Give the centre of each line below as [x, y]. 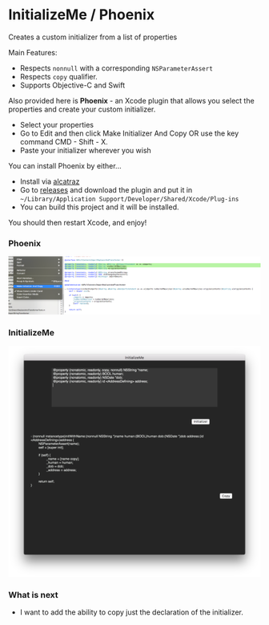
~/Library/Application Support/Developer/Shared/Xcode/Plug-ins [129, 199]
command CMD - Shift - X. [64, 141]
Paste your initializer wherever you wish [86, 150]
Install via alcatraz [50, 181]
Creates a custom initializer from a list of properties [93, 37]
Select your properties [57, 124]
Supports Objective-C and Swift [72, 85]
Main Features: [33, 52]
